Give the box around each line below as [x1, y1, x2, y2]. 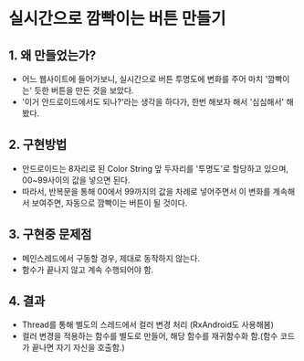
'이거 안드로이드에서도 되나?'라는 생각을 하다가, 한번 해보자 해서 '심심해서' [21, 97, 285, 107]
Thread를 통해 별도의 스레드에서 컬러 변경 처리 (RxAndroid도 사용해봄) [21, 319, 275, 330]
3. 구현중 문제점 [8, 227, 92, 242]
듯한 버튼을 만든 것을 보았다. [34, 85, 134, 96]
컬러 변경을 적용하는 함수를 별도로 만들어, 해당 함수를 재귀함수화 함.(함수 [21, 331, 278, 342]
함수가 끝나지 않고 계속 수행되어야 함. [21, 264, 154, 275]
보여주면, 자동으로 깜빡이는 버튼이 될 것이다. [31, 197, 188, 208]
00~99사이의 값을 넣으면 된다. [21, 175, 131, 186]
